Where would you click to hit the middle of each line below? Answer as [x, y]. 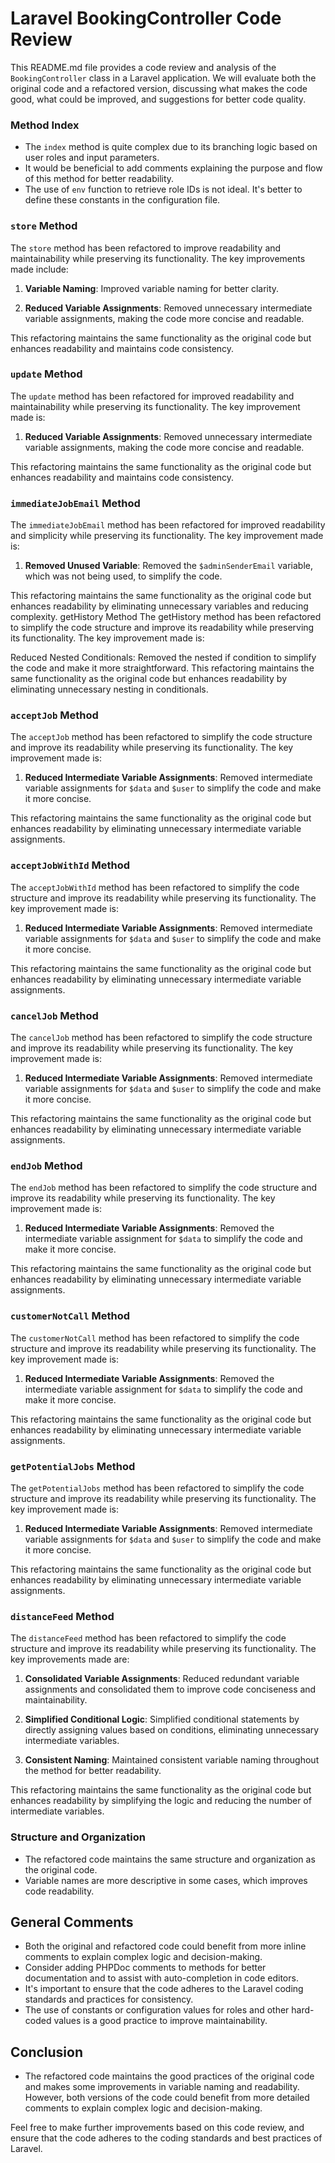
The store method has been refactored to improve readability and [146, 248]
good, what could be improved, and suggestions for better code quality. [158, 99]
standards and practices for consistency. [109, 1999]
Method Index [45, 125]
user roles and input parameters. [92, 158]
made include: [39, 269]
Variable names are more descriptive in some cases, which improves [166, 1880]
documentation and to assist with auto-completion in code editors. [161, 1978]
